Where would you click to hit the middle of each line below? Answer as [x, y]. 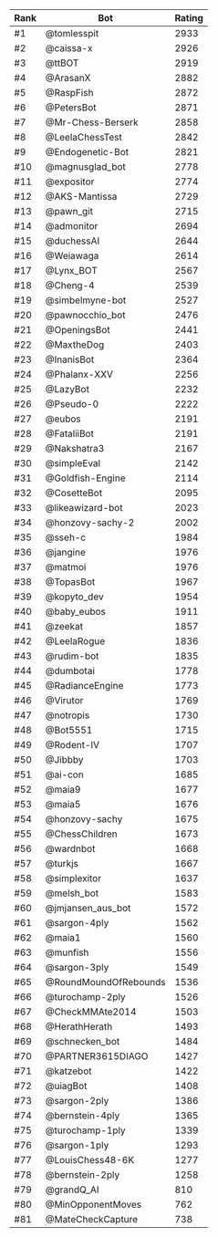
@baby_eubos [76, 612]
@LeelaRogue [75, 641]
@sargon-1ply [77, 1145]
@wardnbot [70, 849]
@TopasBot [70, 582]
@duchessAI [73, 241]
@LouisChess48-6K [90, 1160]
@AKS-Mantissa [81, 197]
